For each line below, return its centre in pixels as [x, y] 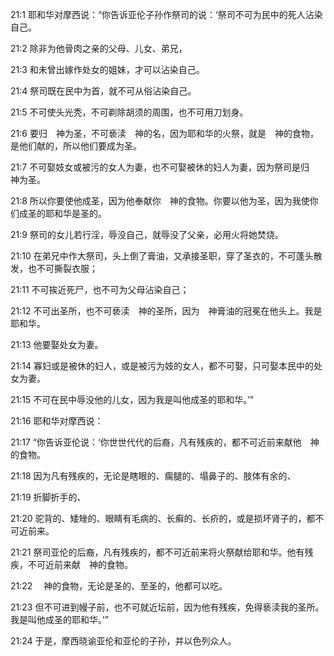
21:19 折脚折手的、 [48, 497]
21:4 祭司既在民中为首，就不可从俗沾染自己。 [101, 91]
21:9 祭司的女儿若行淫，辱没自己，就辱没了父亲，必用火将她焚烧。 [147, 234]
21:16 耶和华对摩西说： [57, 421]
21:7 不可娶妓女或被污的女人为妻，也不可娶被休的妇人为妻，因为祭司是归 [160, 167]
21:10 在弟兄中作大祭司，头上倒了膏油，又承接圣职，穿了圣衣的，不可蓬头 [162, 256]
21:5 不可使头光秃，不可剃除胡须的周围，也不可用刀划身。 [129, 112]
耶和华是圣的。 [75, 213]
